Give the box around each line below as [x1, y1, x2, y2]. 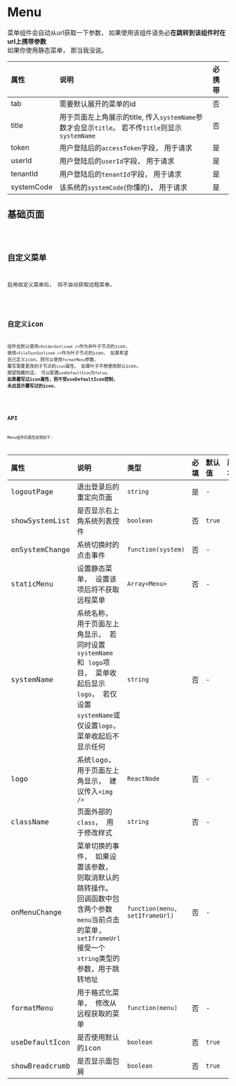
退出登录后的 [77, 483, 119, 492]
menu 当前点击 [77, 915, 120, 924]
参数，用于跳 [77, 964, 119, 974]
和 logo [77, 658, 103, 667]
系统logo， [77, 756, 116, 765]
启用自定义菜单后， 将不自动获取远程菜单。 [7, 282, 115, 289]
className [11, 817, 49, 826]
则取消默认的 [77, 873, 119, 882]
